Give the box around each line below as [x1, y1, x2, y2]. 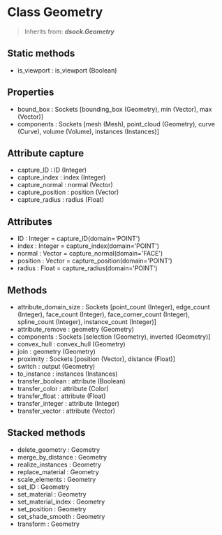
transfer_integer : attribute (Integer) [17, 400, 120, 407]
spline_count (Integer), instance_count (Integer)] [17, 318, 157, 325]
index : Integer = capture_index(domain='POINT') [17, 242, 159, 250]
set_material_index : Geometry [17, 497, 105, 506]
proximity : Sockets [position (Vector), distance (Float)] [17, 355, 176, 363]
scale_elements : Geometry [17, 475, 96, 483]
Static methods [7, 47, 75, 59]
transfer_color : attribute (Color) [17, 385, 110, 393]
